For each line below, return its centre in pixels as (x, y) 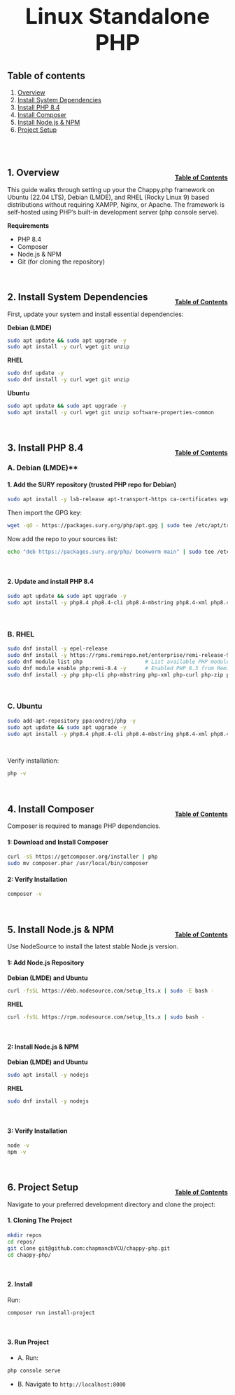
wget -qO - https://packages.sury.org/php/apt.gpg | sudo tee (100, 526)
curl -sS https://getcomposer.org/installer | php (83, 857)
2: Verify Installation (37, 879)
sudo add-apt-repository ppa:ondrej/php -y (72, 721)
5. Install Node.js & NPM (60, 929)
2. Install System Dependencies (78, 297)
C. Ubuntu (25, 706)
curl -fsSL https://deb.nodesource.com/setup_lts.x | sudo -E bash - (111, 991)
